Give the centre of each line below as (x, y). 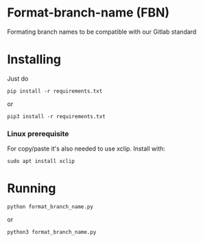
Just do (18, 78)
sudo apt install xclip (41, 162)
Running (32, 189)
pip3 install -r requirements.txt (57, 116)
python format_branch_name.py (50, 207)
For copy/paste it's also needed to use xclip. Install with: (86, 148)
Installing (34, 59)
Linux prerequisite (38, 133)
